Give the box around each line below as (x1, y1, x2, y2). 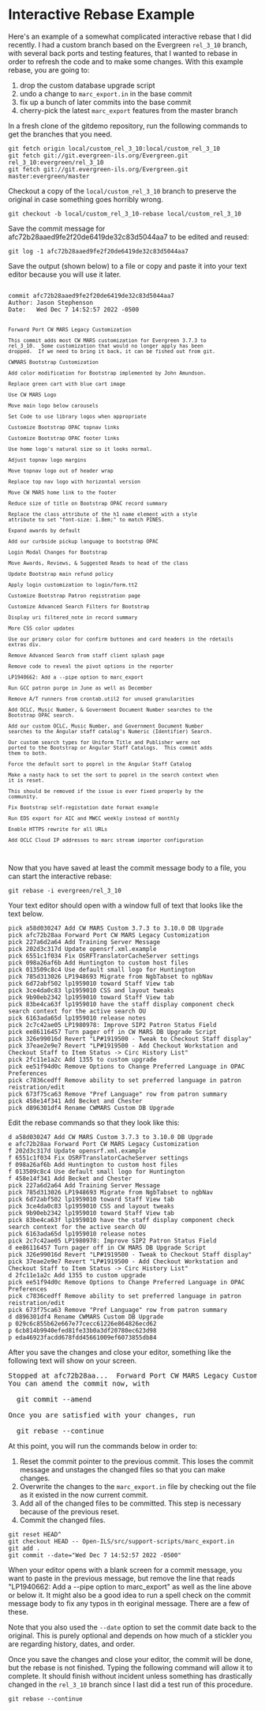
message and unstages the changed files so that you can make (19, 1465, 226, 1474)
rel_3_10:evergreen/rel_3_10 (8, 158, 104, 167)
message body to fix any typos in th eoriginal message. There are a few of (8, 1598, 250, 1608)
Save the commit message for (8, 224, 106, 233)
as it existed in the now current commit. (19, 1490, 148, 1499)
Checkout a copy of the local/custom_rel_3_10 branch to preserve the (8, 186, 237, 195)
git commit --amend (16, 1394, 92, 1404)
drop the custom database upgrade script (19, 81, 155, 90)
